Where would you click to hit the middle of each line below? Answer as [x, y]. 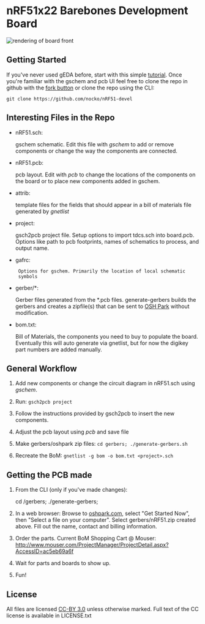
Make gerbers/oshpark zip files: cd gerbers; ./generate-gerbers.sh [101, 444]
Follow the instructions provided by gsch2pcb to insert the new [95, 413]
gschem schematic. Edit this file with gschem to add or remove [95, 144]
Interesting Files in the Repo [61, 118]
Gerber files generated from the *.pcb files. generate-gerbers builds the [106, 299]
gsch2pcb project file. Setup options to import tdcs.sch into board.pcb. [105, 235]
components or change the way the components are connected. [96, 151]
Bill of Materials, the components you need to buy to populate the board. [106, 336]
